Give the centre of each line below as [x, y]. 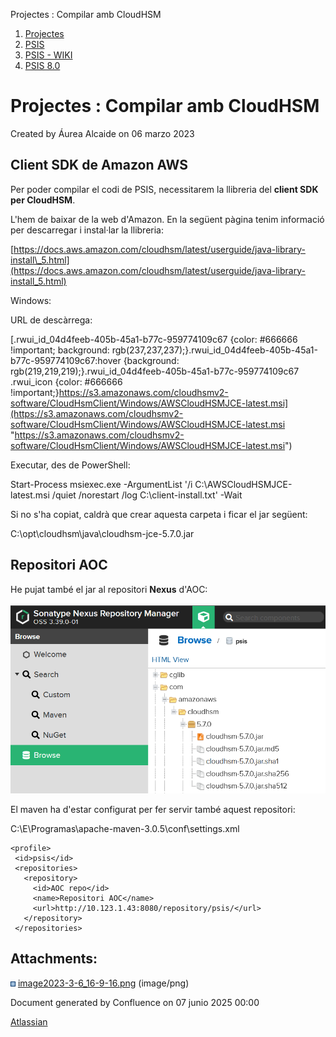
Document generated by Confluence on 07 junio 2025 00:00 [135, 1002]
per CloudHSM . [43, 200]
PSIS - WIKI [48, 55]
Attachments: [54, 959]
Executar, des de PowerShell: [70, 465]
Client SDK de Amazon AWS [99, 165]
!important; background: [60, 350]
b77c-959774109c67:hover [66, 360]
